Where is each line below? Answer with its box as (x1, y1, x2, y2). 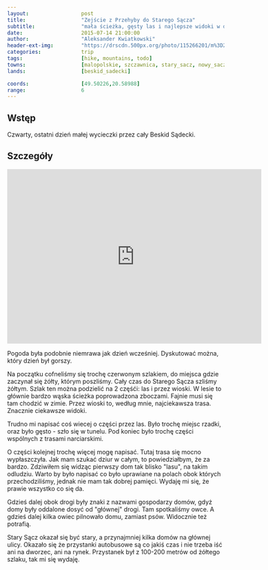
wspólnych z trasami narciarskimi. (7, 434, 104, 442)
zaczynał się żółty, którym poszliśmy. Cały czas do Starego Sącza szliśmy (7, 377, 217, 385)
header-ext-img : (7, 42, 54, 49)
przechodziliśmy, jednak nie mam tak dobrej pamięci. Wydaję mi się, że (7, 477, 209, 485)
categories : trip (7, 49, 94, 56)
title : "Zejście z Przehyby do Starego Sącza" (7, 17, 196, 23)
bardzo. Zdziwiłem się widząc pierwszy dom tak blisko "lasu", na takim (7, 462, 208, 471)
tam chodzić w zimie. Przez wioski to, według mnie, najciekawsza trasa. (7, 399, 212, 407)
